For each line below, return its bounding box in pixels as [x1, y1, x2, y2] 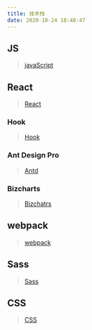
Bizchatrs [24, 200, 52, 208]
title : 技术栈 [7, 10, 45, 17]
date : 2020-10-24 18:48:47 [7, 17, 86, 24]
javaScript [24, 61, 54, 70]
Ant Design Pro [7, 151, 59, 160]
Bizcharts [7, 183, 40, 193]
